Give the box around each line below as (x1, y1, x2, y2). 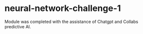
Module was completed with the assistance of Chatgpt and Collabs (4, 19, 139, 24)
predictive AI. (4, 23, 31, 29)
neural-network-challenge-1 (4, 3, 121, 14)
